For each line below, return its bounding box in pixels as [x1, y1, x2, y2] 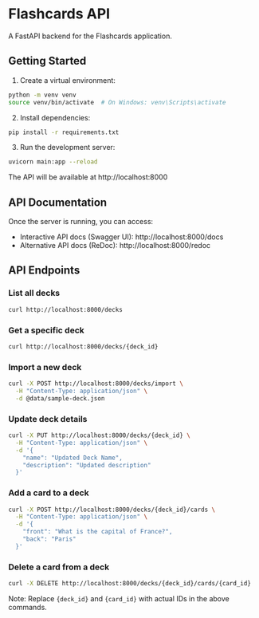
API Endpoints [8, 264, 80, 278]
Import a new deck [8, 361, 82, 372]
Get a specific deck [8, 325, 85, 336]
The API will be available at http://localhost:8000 [8, 172, 168, 182]
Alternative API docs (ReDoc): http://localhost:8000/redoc [19, 241, 211, 250]
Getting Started [8, 54, 87, 68]
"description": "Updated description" [22, 461, 151, 469]
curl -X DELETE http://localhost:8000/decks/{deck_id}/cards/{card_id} [8, 580, 251, 588]
